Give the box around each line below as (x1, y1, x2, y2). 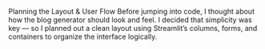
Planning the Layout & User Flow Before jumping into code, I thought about (8, 7, 255, 16)
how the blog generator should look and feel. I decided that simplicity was (8, 15, 252, 24)
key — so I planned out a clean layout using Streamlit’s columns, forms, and (8, 24, 258, 32)
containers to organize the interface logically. (8, 32, 158, 41)
